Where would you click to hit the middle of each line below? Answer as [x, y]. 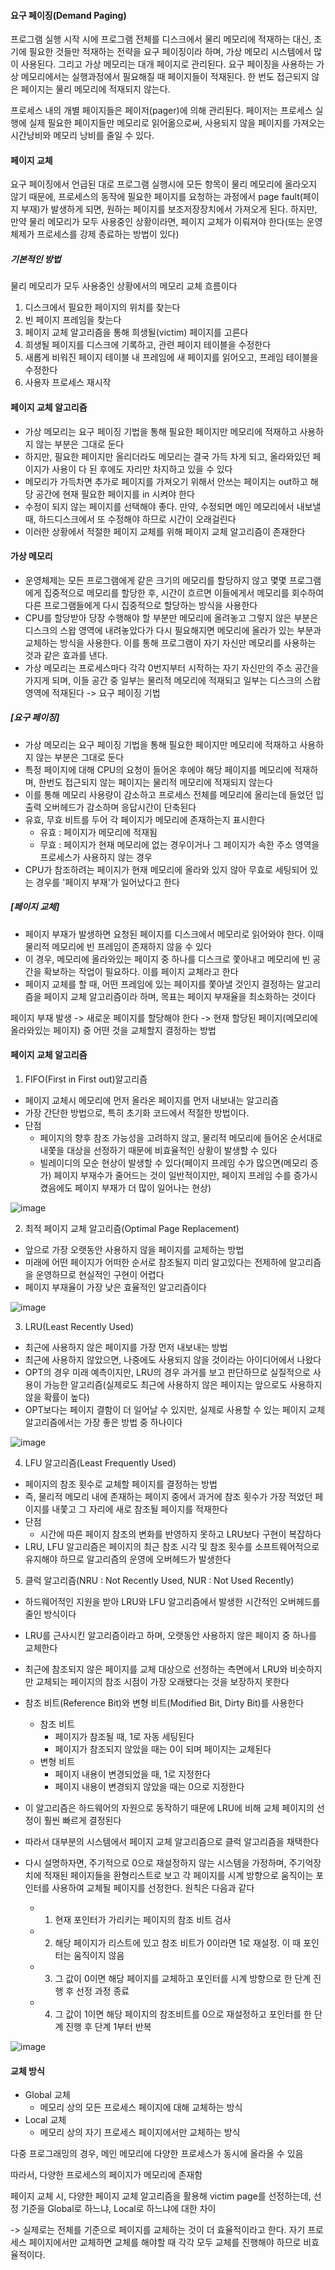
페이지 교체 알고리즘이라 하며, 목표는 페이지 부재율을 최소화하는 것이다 [180, 996]
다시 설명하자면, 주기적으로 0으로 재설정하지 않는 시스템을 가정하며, [155, 1862]
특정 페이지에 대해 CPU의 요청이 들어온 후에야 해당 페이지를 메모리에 [158, 769]
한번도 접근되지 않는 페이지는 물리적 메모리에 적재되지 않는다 [155, 782]
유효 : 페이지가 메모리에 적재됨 [98, 832]
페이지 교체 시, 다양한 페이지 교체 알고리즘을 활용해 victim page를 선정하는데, [161, 2196]
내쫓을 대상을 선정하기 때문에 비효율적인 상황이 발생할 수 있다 [158, 1150]
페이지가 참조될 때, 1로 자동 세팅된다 [124, 1736]
